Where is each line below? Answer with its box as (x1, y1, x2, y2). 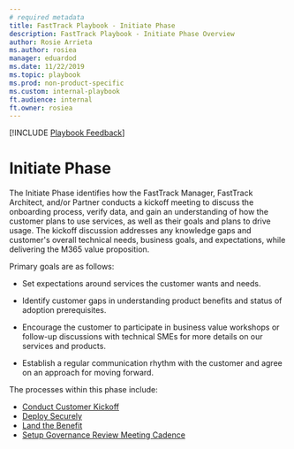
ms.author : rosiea (9, 46, 77, 55)
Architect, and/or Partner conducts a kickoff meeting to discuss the (9, 197, 254, 208)
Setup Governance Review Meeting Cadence (21, 430, 185, 440)
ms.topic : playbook (9, 71, 81, 80)
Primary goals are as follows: (9, 262, 115, 272)
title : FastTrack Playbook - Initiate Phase (9, 21, 176, 30)
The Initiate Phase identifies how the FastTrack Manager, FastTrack (9, 187, 253, 199)
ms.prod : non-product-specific (9, 79, 124, 88)
